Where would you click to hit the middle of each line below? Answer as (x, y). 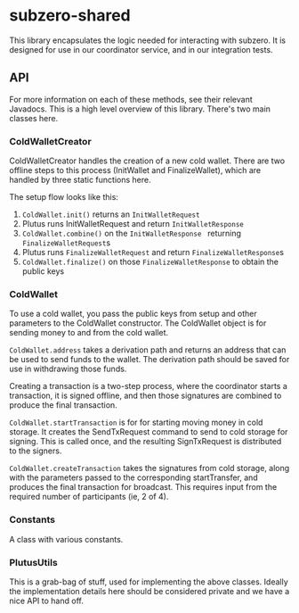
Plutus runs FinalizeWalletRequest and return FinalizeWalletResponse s (153, 253)
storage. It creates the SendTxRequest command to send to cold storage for (149, 432)
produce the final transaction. (63, 405)
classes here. (34, 118)
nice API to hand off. (47, 601)
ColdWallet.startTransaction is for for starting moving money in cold (136, 422)
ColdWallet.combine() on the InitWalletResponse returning (132, 234)
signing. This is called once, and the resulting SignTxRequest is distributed (145, 442)
